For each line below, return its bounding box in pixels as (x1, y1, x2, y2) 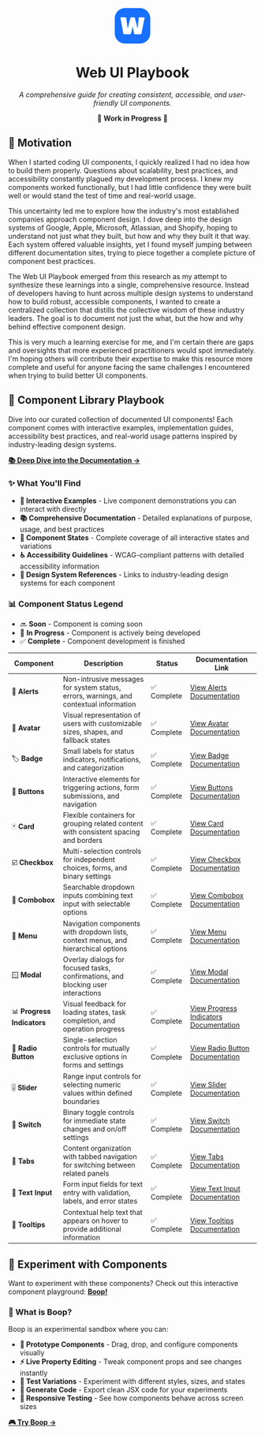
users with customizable (62, 719, 142, 729)
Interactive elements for (62, 774, 140, 784)
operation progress (62, 1024, 125, 1034)
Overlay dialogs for (62, 954, 125, 964)
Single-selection (62, 1035, 118, 1045)
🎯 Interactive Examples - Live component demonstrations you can (19, 496, 237, 505)
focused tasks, (62, 963, 111, 972)
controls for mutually (62, 1044, 130, 1053)
